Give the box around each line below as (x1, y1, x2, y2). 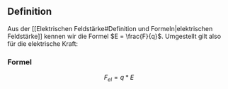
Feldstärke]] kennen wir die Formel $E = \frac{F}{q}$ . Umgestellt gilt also (7, 32, 222, 40)
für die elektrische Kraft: (7, 39, 79, 48)
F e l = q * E (103, 73, 135, 83)
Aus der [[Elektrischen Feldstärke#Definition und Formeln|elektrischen (7, 24, 213, 32)
